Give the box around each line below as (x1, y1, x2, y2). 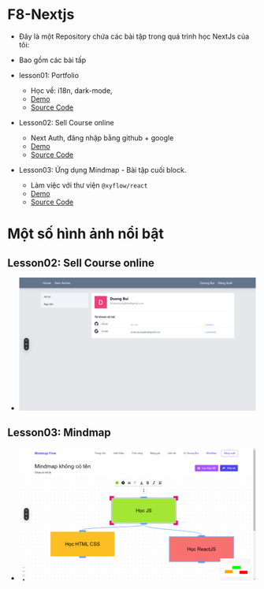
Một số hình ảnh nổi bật (7, 225, 165, 243)
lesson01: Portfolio (18, 70, 80, 80)
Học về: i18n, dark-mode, (30, 85, 113, 95)
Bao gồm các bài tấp (18, 55, 87, 65)
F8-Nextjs (7, 6, 75, 24)
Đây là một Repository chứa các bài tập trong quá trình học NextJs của (18, 32, 250, 41)
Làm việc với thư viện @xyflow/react (30, 180, 148, 190)
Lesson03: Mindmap (7, 426, 111, 439)
